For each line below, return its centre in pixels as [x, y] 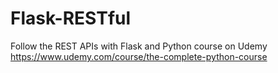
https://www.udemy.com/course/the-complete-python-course [139, 56]
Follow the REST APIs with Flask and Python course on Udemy [139, 46]
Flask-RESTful [71, 18]
